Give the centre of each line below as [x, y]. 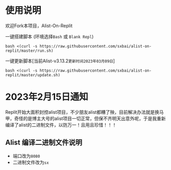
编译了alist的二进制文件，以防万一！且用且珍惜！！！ [61, 125]
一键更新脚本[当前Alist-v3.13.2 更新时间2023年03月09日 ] [60, 61]
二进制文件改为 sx [31, 162]
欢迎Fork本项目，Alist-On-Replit [39, 26]
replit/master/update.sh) [33, 75]
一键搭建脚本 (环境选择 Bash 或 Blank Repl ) [50, 36]
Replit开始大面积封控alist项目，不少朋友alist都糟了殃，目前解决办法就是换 [82, 112]
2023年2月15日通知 [47, 97]
